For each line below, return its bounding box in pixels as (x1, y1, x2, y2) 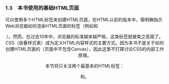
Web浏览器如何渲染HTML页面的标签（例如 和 (5, 23, 98, 29)
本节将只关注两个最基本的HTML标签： (45, 63, 125, 69)
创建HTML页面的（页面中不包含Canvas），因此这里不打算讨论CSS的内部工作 (5, 46, 164, 52)
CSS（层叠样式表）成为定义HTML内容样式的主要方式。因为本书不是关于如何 (5, 40, 164, 46)
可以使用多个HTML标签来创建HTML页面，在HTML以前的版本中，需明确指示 (5, 16, 163, 23)
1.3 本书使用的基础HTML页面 (5, 4, 79, 11)
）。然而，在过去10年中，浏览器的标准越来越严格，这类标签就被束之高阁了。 (6, 33, 163, 39)
